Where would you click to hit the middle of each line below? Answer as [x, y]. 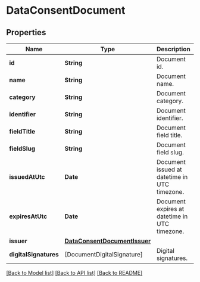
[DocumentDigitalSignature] [104, 254]
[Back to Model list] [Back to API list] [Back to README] [74, 273]
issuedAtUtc [27, 177]
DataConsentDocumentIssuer [108, 241]
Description [174, 49]
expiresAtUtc [28, 216]
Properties [26, 32]
